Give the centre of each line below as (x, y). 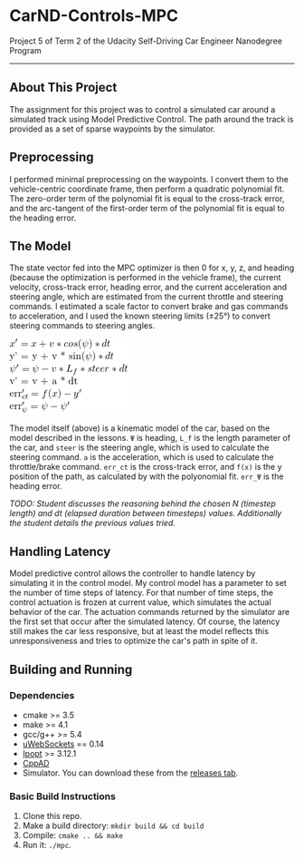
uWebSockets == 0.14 (63, 744)
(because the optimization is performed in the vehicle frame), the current (145, 278)
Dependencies (42, 695)
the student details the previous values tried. (93, 523)
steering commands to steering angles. (82, 326)
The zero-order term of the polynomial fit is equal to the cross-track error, (147, 198)
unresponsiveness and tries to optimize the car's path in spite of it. (133, 641)
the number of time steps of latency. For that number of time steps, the (142, 593)
